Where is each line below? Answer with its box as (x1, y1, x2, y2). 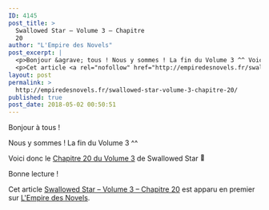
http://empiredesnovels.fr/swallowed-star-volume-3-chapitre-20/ (15, 85, 239, 94)
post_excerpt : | (8, 49, 62, 57)
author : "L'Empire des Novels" (8, 42, 113, 50)
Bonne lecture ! (8, 169, 58, 179)
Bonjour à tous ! (8, 123, 61, 133)
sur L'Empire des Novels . (8, 193, 90, 203)
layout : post (8, 71, 52, 79)
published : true (8, 93, 62, 101)
